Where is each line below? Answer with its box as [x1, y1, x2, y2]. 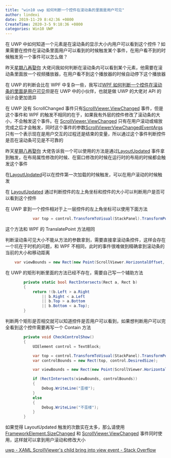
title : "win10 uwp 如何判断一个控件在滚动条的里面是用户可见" [5, 7, 125, 13]
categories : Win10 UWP [5, 26, 53, 32]
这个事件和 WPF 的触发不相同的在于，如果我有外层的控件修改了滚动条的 [5, 112, 156, 118]
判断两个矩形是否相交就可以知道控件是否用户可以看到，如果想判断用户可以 [5, 318, 161, 324]
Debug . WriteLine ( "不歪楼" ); [41, 405, 99, 410]
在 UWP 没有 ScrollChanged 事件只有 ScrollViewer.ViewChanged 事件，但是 [5, 105, 164, 112]
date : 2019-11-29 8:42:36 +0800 [5, 17, 74, 22]
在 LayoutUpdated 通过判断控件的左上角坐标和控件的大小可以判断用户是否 [5, 189, 160, 195]
